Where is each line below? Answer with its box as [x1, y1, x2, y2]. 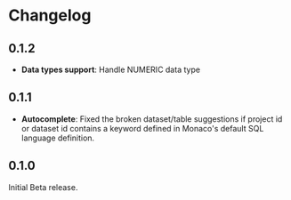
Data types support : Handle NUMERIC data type [20, 64, 201, 75]
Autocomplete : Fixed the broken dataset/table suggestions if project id [20, 113, 283, 124]
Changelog [8, 5, 92, 26]
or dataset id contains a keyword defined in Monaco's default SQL [20, 123, 264, 133]
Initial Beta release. [8, 181, 78, 192]
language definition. [20, 132, 95, 143]
